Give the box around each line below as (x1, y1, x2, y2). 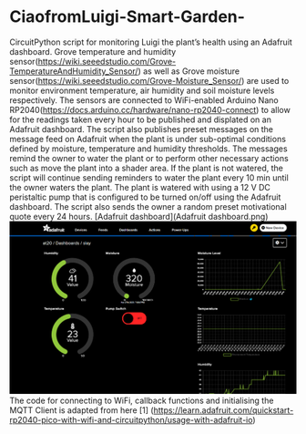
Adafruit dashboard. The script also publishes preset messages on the (9, 123, 274, 134)
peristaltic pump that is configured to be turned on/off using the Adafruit (9, 191, 281, 202)
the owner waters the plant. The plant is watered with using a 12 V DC (9, 181, 271, 192)
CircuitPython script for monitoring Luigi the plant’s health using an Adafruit (9, 36, 293, 47)
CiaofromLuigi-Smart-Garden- (9, 6, 246, 27)
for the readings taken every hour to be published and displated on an (9, 114, 271, 125)
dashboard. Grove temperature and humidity (9, 46, 177, 57)
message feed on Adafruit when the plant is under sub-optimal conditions (9, 133, 287, 144)
